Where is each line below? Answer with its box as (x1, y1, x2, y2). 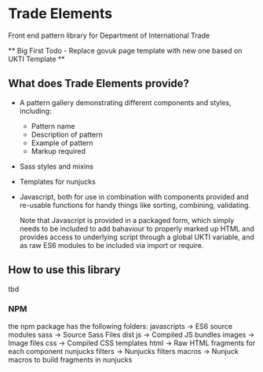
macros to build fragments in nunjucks (8, 355, 133, 364)
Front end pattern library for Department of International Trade (8, 31, 210, 40)
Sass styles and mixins (19, 162, 94, 171)
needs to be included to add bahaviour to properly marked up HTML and (19, 224, 255, 233)
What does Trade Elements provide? (8, 77, 190, 90)
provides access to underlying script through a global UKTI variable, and (19, 232, 255, 242)
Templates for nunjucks (19, 177, 96, 186)
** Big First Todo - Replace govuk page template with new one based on (8, 46, 243, 55)
